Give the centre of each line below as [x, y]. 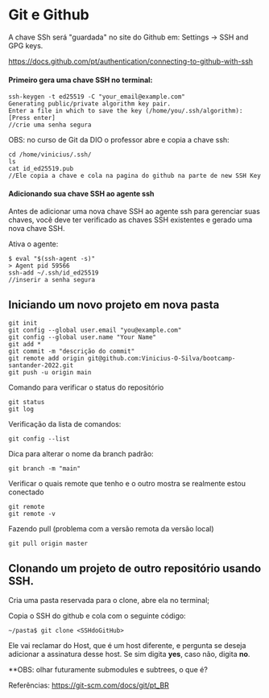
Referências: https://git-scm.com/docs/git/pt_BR [89, 685]
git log [21, 409]
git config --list [39, 439]
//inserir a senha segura [52, 280]
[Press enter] [32, 118]
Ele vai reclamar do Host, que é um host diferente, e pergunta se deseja [127, 645]
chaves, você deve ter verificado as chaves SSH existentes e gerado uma [130, 220]
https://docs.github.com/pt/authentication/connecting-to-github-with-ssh [131, 61]
